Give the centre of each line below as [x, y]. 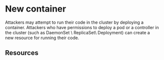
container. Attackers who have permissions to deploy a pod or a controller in [82, 27]
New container [35, 9]
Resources [22, 53]
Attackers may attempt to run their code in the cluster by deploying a [74, 22]
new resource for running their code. [42, 38]
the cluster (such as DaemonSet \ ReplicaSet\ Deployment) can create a [78, 32]
